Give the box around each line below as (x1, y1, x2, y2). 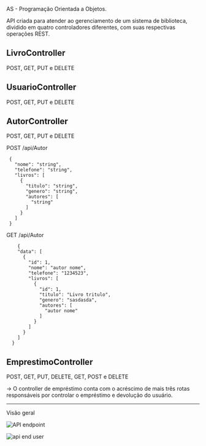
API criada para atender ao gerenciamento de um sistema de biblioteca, (6, 17, 188, 24)
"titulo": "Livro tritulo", (39, 292, 112, 298)
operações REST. (6, 30, 50, 37)
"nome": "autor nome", (28, 265, 86, 271)
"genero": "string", (25, 189, 78, 195)
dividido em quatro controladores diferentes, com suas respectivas (6, 24, 176, 31)
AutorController (6, 116, 69, 127)
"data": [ (17, 249, 43, 255)
